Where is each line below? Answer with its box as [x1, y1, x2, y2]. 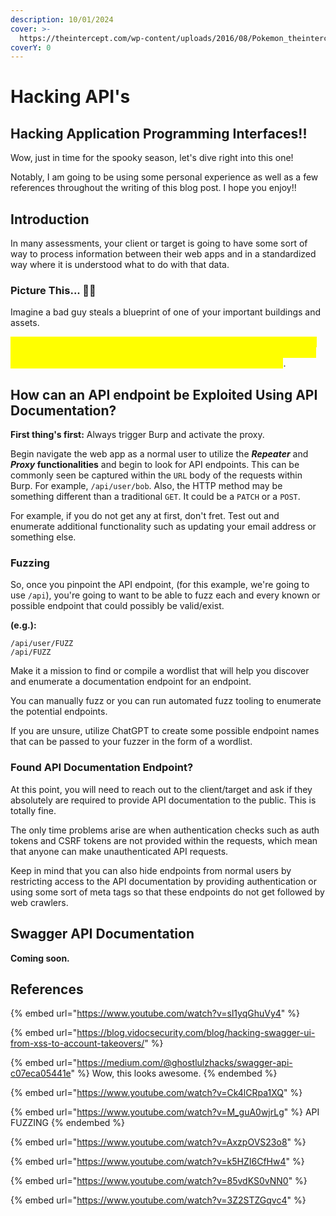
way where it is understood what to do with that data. [10, 259, 230, 271]
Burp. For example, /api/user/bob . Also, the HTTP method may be [10, 480, 283, 492]
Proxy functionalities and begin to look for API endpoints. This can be [10, 459, 300, 471]
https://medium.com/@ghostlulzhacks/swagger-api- [76, 1057, 293, 1069]
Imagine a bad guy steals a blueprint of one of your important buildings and [10, 306, 322, 318]
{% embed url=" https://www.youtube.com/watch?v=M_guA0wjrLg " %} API [10, 1106, 320, 1118]
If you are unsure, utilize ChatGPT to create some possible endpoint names [10, 725, 320, 737]
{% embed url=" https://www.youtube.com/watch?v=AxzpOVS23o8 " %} [10, 1136, 307, 1148]
